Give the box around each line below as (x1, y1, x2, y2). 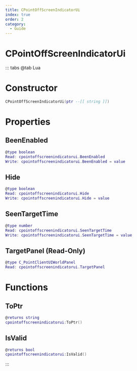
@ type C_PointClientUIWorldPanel (5, 260, 76, 265)
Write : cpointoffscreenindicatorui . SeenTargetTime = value (5, 233, 132, 238)
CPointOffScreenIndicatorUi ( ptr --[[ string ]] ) (5, 99, 110, 104)
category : (5, 21, 26, 27)
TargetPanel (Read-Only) (5, 246, 86, 255)
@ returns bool (5, 347, 35, 352)
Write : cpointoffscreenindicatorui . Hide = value (5, 196, 110, 201)
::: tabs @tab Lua (5, 65, 41, 71)
